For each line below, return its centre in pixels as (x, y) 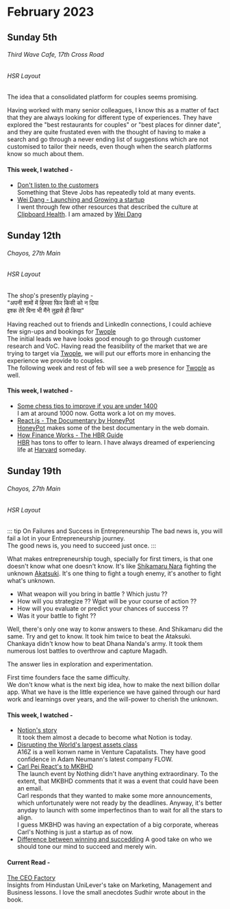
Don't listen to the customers (58, 185)
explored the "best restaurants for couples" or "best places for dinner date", (114, 125)
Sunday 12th (34, 235)
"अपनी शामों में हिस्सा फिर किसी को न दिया (53, 303)
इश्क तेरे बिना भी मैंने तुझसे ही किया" (46, 310)
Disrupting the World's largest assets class (77, 745)
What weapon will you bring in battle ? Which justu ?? (92, 594)
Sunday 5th (32, 37)
